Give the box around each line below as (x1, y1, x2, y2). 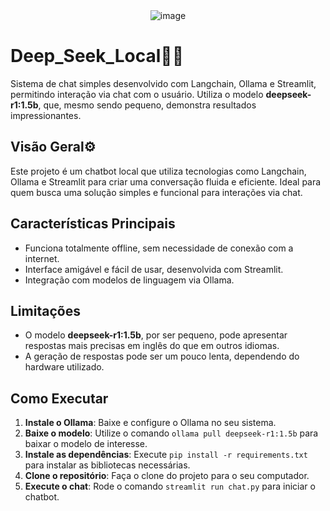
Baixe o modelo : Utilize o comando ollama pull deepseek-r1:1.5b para (24, 427, 319, 439)
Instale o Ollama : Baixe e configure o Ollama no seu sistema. (24, 417, 277, 429)
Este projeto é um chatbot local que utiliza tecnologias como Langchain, (10, 165, 307, 177)
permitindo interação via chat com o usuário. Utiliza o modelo (10, 88, 264, 100)
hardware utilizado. (24, 361, 105, 373)
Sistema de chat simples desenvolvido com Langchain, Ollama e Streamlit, (10, 77, 317, 89)
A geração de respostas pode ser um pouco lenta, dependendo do (24, 350, 300, 363)
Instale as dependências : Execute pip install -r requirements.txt (24, 449, 308, 461)
